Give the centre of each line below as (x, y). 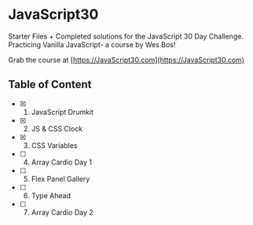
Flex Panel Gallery (60, 179)
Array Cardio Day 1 (62, 162)
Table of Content (50, 85)
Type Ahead (51, 195)
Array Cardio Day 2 (62, 212)
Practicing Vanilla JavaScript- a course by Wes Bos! (92, 44)
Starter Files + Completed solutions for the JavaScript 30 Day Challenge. (126, 36)
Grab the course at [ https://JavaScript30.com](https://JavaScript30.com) (126, 60)
